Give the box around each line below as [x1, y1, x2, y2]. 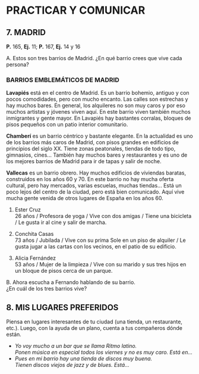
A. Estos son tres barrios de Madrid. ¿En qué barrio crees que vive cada [6, 55, 182, 61]
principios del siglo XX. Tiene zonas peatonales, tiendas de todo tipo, [6, 145, 176, 152]
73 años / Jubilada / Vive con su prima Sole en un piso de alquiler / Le [14, 236, 186, 244]
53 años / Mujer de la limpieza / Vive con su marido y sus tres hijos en [14, 261, 187, 268]
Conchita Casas [14, 230, 54, 238]
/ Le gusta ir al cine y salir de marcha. [14, 219, 107, 226]
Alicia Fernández [14, 254, 56, 262]
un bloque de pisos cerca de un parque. [14, 267, 113, 275]
